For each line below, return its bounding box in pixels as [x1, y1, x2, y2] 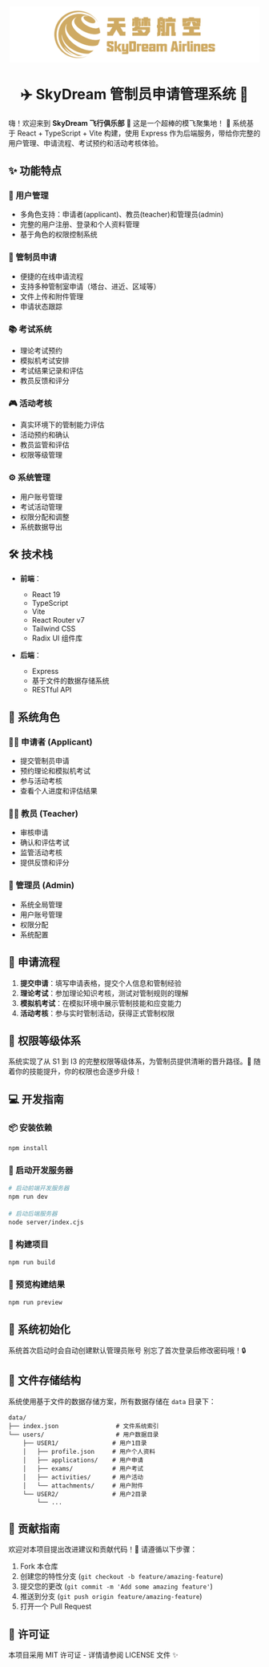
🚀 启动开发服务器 [8, 1164, 74, 1176]
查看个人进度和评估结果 [19, 786, 98, 796]
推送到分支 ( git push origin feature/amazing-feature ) [19, 1592, 203, 1601]
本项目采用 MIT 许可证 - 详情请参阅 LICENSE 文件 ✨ [8, 1650, 179, 1660]
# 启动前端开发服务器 [8, 1185, 70, 1193]
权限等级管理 [19, 450, 62, 460]
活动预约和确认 [19, 430, 70, 440]
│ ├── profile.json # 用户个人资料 [22, 1447, 156, 1455]
